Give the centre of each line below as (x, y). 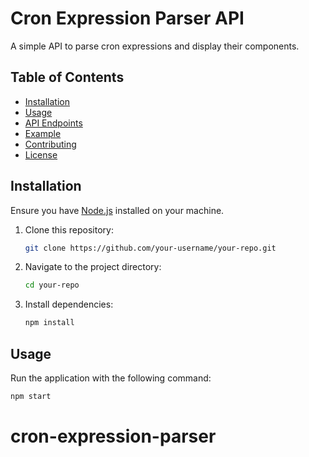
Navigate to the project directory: (93, 267)
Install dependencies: (69, 304)
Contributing (50, 144)
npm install (49, 323)
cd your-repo (52, 285)
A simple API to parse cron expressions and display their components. (155, 46)
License (41, 154)
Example (43, 133)
